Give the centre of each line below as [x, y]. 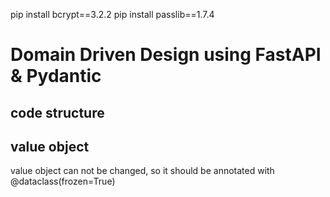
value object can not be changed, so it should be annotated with [142, 171]
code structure [57, 112]
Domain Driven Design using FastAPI [166, 55]
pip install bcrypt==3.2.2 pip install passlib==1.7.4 [112, 14]
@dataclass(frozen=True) [63, 181]
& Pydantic [56, 76]
